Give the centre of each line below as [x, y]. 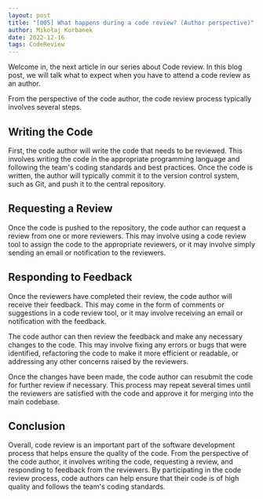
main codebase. [34, 402]
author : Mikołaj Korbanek [50, 30]
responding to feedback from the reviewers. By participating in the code [125, 470]
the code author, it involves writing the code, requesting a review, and [121, 462]
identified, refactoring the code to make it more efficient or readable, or [123, 353]
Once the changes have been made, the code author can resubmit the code [131, 377]
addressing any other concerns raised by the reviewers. [99, 361]
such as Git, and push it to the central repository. [87, 184]
